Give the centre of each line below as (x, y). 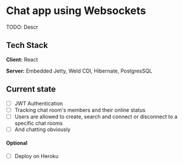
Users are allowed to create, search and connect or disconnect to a (96, 116)
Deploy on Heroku (36, 156)
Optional (17, 143)
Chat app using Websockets (76, 11)
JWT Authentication (39, 103)
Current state (31, 89)
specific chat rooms (38, 123)
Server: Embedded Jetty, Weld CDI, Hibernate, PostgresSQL (79, 71)
